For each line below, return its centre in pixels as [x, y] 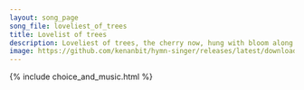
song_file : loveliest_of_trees [68, 26]
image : [22, 51]
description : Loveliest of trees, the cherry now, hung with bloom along [152, 43]
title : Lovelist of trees [58, 34]
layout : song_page [44, 18]
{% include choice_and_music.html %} [81, 76]
